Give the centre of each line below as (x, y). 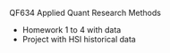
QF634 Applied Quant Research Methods (85, 13)
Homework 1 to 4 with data (72, 30)
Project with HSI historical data (79, 39)
